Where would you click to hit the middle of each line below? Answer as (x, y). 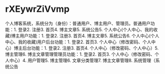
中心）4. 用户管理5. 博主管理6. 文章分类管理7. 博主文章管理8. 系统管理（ (82, 60)
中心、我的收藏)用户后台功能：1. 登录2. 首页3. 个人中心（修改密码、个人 (78, 42)
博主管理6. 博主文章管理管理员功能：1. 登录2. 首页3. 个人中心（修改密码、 (80, 54)
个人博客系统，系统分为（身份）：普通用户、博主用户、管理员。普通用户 (78, 23)
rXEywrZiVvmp (37, 9)
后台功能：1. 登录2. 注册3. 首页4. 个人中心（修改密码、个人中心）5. (90, 48)
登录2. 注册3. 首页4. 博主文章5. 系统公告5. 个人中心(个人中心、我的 (86, 29)
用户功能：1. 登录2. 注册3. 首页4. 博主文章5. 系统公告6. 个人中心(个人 (89, 36)
